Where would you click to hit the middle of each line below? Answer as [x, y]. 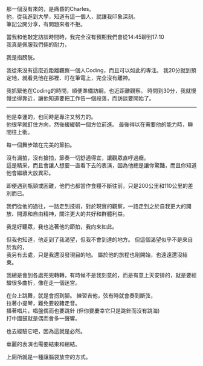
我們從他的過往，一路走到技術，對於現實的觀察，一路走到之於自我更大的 [96, 206]
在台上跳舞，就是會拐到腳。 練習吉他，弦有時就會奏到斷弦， [81, 295]
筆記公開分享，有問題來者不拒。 [46, 24]
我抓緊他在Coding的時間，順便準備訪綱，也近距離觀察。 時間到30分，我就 [99, 91]
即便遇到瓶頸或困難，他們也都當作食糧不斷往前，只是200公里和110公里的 [97, 186]
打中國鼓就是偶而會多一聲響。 [43, 318]
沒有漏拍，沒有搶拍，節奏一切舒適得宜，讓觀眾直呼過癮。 [78, 158]
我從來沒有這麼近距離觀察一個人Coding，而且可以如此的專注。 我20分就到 [99, 70]
